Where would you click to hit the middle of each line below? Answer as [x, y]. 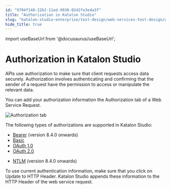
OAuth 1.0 [23, 146]
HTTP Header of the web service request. [49, 182]
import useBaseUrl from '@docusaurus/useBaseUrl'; [60, 39]
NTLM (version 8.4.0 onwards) [45, 161]
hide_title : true [24, 24]
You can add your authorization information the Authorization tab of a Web [83, 100]
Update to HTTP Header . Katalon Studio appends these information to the [82, 176]
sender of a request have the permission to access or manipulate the [78, 84]
